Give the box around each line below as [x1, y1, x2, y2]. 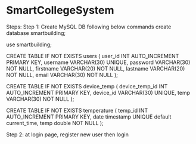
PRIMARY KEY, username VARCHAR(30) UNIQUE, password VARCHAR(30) [6, 59, 191, 66]
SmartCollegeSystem [6, 4, 114, 17]
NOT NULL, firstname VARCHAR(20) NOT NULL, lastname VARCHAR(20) [6, 65, 185, 72]
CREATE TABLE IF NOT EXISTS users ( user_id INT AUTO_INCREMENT [6, 52, 179, 59]
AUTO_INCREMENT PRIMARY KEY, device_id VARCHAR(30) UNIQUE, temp [6, 89, 191, 96]
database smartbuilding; [6, 29, 66, 36]
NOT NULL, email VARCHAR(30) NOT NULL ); [6, 71, 118, 78]
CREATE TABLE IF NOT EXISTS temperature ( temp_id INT [6, 107, 148, 114]
